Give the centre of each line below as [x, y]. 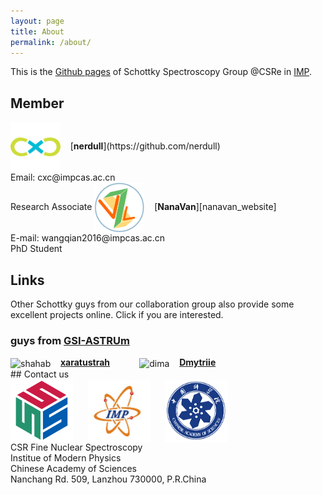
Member [37, 103]
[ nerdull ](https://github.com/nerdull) [145, 146]
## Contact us [40, 374]
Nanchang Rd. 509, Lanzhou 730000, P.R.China [108, 479]
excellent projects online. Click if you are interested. [117, 314]
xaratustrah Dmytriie [138, 362]
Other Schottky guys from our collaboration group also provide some [152, 304]
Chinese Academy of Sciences [73, 468]
